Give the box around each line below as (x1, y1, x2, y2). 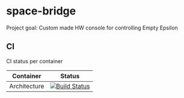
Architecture (9, 82, 44, 90)
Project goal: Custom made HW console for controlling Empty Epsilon (6, 24, 179, 31)
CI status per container (6, 57, 63, 64)
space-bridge (6, 4, 76, 18)
